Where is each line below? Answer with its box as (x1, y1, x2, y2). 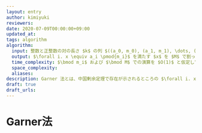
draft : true (6, 82, 36, 88)
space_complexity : (11, 64, 58, 71)
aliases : (11, 70, 34, 76)
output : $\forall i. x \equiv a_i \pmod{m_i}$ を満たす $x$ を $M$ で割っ (11, 54, 196, 60)
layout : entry (6, 8, 42, 15)
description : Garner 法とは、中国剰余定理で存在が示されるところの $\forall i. (6, 76, 191, 82)
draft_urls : (6, 87, 36, 93)
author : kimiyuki (6, 14, 50, 20)
